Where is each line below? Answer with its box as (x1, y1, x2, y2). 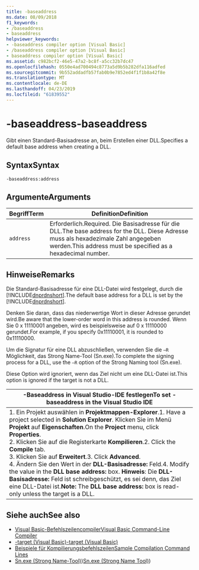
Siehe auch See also (6, 510, 81, 520)
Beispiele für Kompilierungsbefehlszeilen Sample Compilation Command (14, 544, 190, 552)
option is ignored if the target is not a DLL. (6, 376, 109, 384)
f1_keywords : (6, 20, 38, 26)
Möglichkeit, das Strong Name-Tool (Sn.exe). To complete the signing (6, 353, 174, 360)
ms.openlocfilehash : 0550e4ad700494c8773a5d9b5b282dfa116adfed (6, 64, 166, 70)
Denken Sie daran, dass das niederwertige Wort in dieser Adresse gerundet (6, 309, 191, 316)
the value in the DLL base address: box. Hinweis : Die (9, 467, 158, 476)
